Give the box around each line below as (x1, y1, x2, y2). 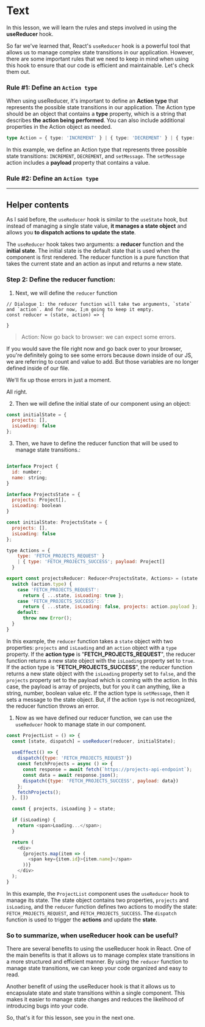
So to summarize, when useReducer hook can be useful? (6, 931, 178, 940)
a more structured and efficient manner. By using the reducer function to (6, 958, 189, 965)
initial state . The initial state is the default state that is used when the (6, 247, 180, 254)
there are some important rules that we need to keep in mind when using (6, 55, 189, 62)
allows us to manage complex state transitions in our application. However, (6, 48, 194, 56)
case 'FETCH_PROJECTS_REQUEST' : (17, 586, 99, 593)
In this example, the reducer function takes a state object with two (6, 637, 173, 644)
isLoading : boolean (12, 503, 62, 509)
